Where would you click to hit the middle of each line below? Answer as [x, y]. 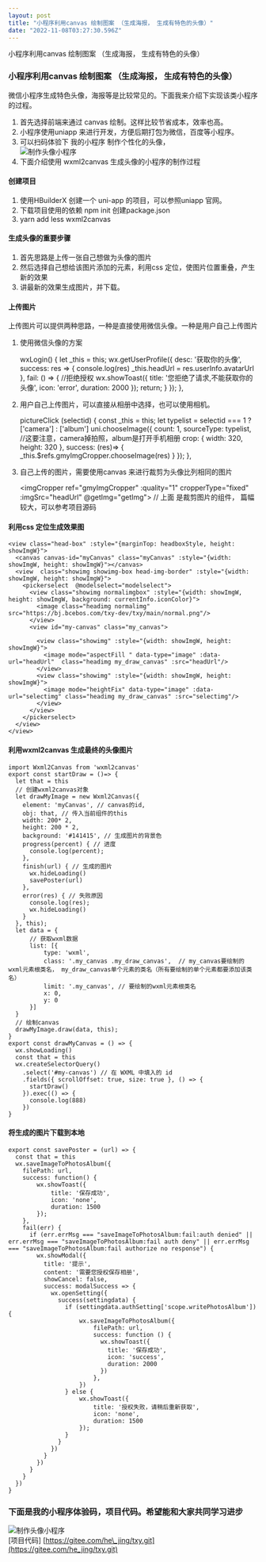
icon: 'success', [136, 1357]
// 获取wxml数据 [53, 939]
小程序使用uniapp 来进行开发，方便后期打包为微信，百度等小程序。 [129, 132]
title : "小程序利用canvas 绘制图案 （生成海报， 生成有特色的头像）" [111, 23]
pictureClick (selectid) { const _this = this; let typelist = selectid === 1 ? [135, 420]
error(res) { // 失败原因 [63, 896]
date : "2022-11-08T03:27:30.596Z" [65, 30]
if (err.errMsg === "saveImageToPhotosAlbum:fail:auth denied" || [141, 1235]
